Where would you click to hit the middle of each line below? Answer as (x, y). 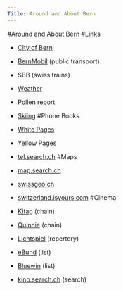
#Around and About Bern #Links (54, 34)
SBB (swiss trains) (44, 75)
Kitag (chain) (36, 211)
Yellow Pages (37, 143)
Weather (30, 88)
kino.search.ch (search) (52, 279)
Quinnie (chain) (40, 225)
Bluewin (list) (36, 265)
